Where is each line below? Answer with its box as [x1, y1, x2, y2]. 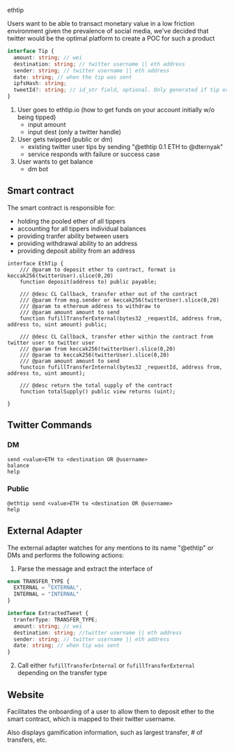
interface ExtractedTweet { [7, 610, 89, 617]
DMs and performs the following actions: [7, 550, 124, 559]
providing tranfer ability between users [17, 231, 129, 240]
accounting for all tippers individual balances [17, 224, 146, 233]
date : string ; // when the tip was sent [13, 73, 132, 81]
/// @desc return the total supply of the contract [19, 382, 173, 389]
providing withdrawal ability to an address [17, 239, 138, 247]
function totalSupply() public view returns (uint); [19, 388, 176, 395]
